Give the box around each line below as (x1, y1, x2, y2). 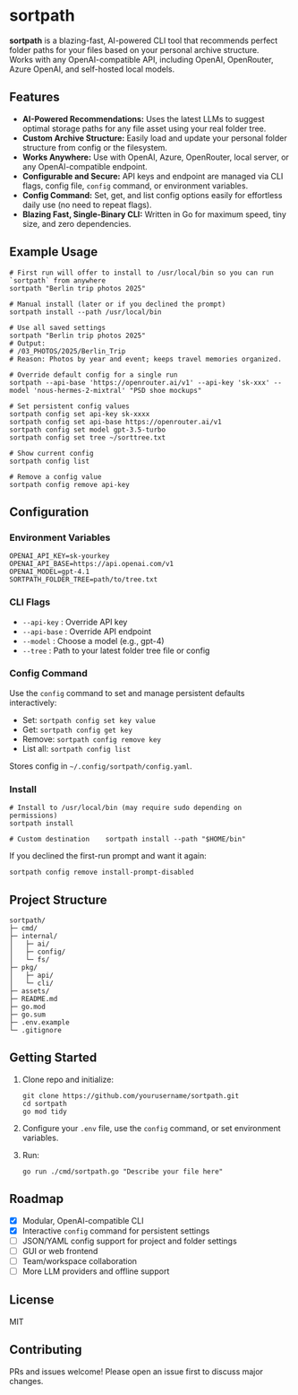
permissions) (9, 811, 58, 821)
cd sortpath (21, 1099, 67, 1108)
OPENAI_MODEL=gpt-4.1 (9, 567, 90, 577)
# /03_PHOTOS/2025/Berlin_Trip (9, 346, 126, 355)
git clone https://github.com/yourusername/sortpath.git (21, 1091, 240, 1100)
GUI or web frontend (21, 1245, 98, 1256)
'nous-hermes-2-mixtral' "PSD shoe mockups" (32, 386, 202, 395)
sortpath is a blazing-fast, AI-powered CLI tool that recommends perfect (9, 35, 278, 46)
